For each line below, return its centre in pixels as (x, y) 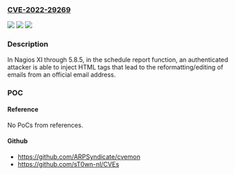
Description (28, 44)
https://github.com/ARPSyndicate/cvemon (79, 157)
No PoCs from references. (45, 125)
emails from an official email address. (62, 74)
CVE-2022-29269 (39, 10)
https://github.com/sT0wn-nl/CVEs (68, 164)
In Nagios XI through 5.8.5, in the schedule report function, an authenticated (118, 59)
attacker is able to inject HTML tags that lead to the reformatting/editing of (115, 67)
